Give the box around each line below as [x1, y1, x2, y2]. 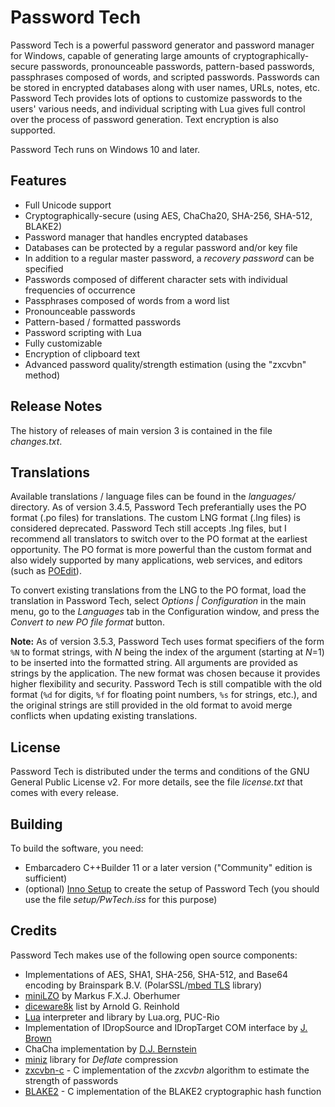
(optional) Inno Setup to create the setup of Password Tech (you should [24, 883, 320, 895]
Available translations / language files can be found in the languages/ [10, 491, 296, 503]
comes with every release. [10, 787, 120, 799]
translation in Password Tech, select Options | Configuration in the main [10, 595, 307, 607]
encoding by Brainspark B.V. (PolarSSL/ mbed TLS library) [24, 979, 263, 991]
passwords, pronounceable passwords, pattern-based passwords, [40, 60, 315, 72]
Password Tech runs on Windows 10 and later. [10, 143, 201, 155]
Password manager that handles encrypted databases [24, 231, 248, 243]
